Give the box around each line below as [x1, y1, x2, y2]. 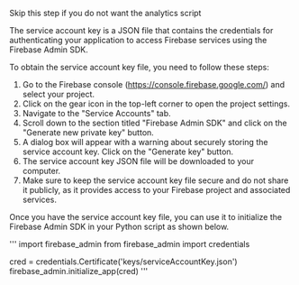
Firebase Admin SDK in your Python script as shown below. [9, 221, 230, 232]
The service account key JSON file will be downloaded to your [22, 156, 255, 166]
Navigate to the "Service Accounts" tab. [22, 108, 171, 118]
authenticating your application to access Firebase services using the [9, 35, 267, 45]
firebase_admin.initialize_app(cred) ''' [9, 266, 149, 276]
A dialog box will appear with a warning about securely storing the [22, 137, 268, 147]
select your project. [22, 89, 95, 99]
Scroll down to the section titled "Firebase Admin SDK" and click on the [22, 117, 287, 128]
